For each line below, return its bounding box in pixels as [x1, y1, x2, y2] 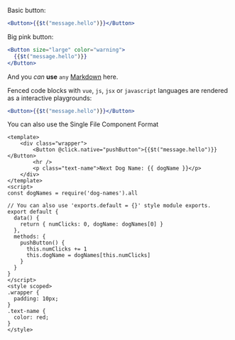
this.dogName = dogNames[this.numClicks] [26, 252, 151, 259]
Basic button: [7, 6, 46, 14]
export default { [7, 209, 59, 216]
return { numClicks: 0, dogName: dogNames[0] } [20, 221, 163, 228]
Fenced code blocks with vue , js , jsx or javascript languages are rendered [7, 86, 229, 94]
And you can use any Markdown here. [7, 72, 119, 81]
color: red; [13, 314, 50, 322]
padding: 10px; [13, 295, 59, 302]
